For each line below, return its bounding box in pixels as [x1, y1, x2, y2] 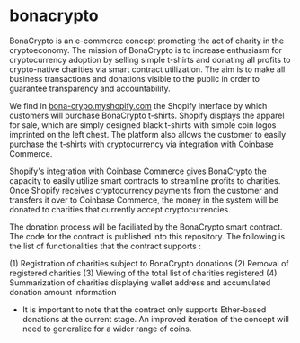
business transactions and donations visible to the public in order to [9, 73, 260, 84]
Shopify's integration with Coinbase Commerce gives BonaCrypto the [9, 166, 267, 176]
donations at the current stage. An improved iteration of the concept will [22, 313, 289, 324]
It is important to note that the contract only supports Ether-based [22, 303, 267, 315]
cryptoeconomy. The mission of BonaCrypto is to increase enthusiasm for [9, 44, 283, 55]
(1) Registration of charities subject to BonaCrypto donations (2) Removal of [9, 257, 289, 268]
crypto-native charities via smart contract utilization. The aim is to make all [9, 64, 286, 75]
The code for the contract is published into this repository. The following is [9, 230, 286, 241]
